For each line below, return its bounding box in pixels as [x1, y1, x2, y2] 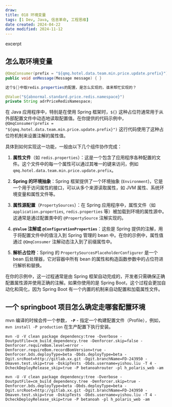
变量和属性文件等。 [17, 191, 58, 197]
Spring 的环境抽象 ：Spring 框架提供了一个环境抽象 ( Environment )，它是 [12, 178, 163, 184]
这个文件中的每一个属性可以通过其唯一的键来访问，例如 [21, 161, 139, 167]
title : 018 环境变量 [5, 12, 46, 17]
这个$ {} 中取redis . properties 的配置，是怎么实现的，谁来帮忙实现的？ [5, 85, 137, 90]
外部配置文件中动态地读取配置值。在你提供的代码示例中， [5, 115, 126, 121]
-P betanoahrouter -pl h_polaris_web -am [74, 365, 164, 371]
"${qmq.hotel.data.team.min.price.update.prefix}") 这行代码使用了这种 [5, 126, 160, 133]
